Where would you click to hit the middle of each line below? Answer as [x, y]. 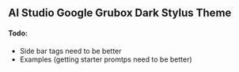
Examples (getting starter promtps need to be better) [106, 59]
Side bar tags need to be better [70, 51]
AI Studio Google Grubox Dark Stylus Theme [120, 13]
